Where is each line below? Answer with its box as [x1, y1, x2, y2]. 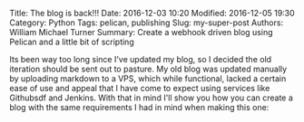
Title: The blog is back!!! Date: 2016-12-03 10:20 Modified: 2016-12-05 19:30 [9, 8, 295, 18]
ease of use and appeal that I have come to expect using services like [9, 83, 270, 93]
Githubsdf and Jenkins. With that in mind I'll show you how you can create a [9, 92, 293, 103]
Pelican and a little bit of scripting [9, 36, 134, 47]
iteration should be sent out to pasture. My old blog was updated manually [9, 63, 288, 74]
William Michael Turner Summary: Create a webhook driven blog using [9, 27, 274, 37]
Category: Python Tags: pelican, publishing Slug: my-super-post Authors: [9, 17, 284, 28]
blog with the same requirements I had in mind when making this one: [9, 102, 270, 112]
